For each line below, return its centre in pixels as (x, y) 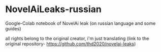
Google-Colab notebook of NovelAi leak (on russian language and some (80, 23)
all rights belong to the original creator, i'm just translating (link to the (77, 38)
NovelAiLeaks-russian (53, 9)
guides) (13, 28)
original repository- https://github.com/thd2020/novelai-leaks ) (71, 43)
